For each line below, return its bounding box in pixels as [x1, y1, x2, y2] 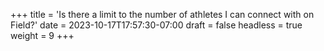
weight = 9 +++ [10, 30, 75, 41]
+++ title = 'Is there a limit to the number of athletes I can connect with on [10, 9, 315, 20]
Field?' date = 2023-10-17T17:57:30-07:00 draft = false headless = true [10, 19, 303, 31]
